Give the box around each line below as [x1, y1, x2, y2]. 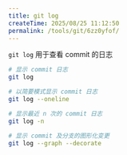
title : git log [8, 11, 59, 20]
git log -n [8, 117, 45, 125]
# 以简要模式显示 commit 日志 [8, 88, 98, 96]
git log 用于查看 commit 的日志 [8, 50, 113, 59]
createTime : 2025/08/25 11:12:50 [8, 19, 120, 27]
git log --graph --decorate [8, 139, 102, 147]
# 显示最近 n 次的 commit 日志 [8, 109, 103, 117]
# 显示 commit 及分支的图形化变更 [8, 132, 110, 140]
